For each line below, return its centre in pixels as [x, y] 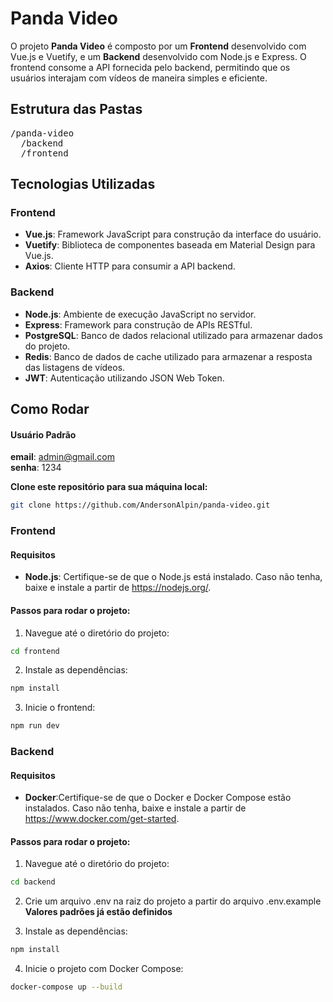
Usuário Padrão [43, 434]
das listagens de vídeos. [75, 367]
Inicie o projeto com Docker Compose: [104, 969]
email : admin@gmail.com [62, 457]
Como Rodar [50, 409]
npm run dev [35, 726]
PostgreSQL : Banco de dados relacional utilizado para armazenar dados [173, 335]
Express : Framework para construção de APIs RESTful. [138, 324]
